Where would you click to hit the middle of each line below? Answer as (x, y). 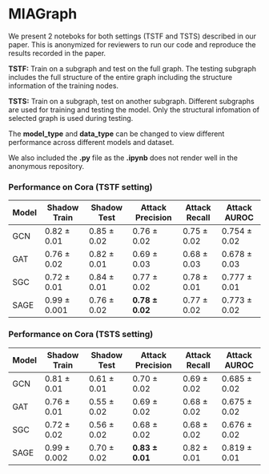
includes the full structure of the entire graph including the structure (120, 77)
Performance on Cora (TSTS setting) (81, 335)
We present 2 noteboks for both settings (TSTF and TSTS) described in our (132, 36)
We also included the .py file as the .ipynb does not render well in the (123, 158)
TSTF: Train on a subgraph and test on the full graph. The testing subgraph (132, 68)
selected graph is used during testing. (71, 118)
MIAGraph (43, 14)
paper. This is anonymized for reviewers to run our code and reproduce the (132, 44)
